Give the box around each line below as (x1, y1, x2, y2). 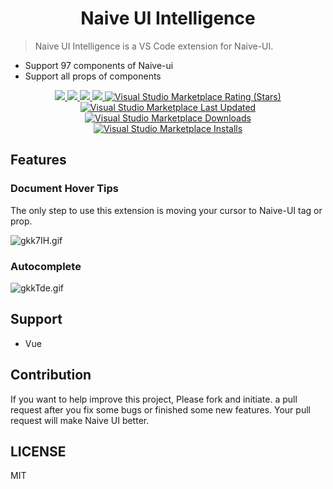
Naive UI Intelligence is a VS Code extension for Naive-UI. (34, 40, 274, 52)
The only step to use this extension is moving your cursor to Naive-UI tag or (10, 204, 323, 216)
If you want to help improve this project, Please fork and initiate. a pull (10, 393, 298, 405)
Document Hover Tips (10, 182, 119, 196)
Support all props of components (24, 70, 162, 82)
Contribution (10, 367, 92, 384)
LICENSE (10, 443, 67, 460)
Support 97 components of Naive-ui (24, 59, 174, 71)
